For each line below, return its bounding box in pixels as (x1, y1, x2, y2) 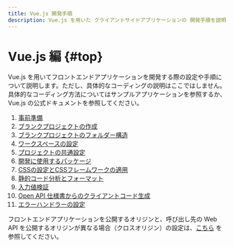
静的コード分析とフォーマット (17, 174, 104, 182)
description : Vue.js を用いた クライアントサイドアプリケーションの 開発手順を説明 (8, 17, 227, 24)
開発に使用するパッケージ (17, 157, 92, 165)
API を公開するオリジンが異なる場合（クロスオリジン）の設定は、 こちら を (8, 223, 223, 232)
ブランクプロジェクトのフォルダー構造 (17, 131, 128, 139)
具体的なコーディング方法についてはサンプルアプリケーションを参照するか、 (8, 90, 227, 99)
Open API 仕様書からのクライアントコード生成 (17, 191, 151, 200)
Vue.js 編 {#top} (8, 49, 104, 65)
